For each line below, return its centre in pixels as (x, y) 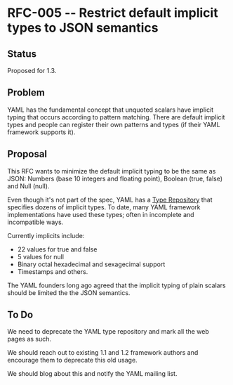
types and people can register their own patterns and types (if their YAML (114, 124)
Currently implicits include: (46, 235)
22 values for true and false (57, 249)
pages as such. (29, 339)
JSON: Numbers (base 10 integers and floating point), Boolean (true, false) (115, 178)
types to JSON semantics (83, 28)
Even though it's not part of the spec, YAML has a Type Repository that (110, 200)
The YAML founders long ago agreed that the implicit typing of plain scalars (116, 285)
